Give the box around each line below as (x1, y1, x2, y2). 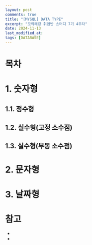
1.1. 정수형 (5, 105, 34, 113)
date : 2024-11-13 (5, 26, 41, 31)
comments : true (5, 12, 37, 17)
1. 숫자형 (5, 83, 38, 95)
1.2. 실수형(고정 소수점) (5, 123, 73, 132)
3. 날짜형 (5, 188, 40, 200)
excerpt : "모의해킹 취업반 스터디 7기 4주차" (5, 21, 88, 27)
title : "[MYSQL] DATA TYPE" (5, 17, 64, 22)
